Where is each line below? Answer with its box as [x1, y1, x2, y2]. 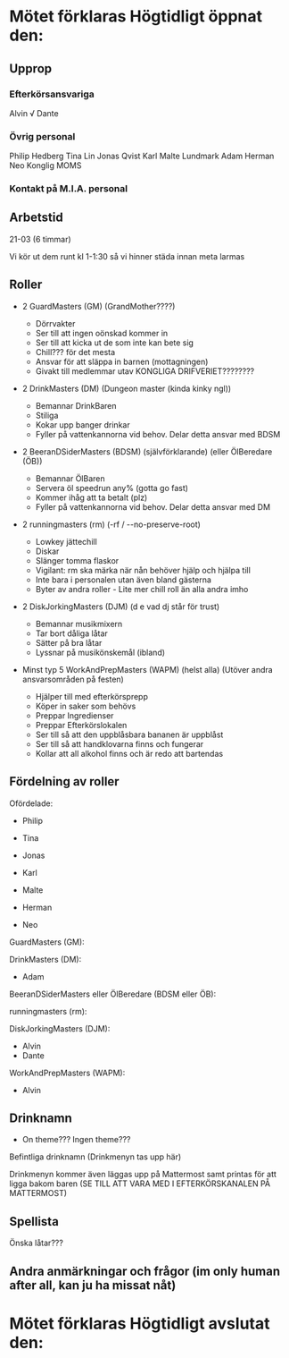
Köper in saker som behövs [35, 700, 136, 711]
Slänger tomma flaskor [35, 555, 120, 565]
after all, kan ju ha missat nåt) [9, 1277, 177, 1293]
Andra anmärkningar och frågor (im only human [9, 1263, 281, 1278]
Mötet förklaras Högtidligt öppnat [9, 6, 263, 27]
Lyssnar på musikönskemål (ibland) [35, 647, 166, 658]
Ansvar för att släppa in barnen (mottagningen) [35, 356, 209, 367]
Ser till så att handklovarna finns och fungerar [35, 738, 204, 749]
